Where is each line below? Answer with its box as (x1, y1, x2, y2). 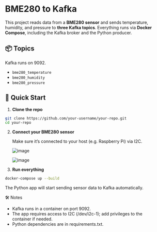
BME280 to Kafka (5, 3, 77, 15)
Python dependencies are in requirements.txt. (12, 221, 104, 227)
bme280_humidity (12, 75, 45, 80)
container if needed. (12, 216, 53, 222)
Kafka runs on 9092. (5, 60, 46, 66)
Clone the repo (12, 106, 43, 112)
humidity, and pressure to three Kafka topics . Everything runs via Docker (5, 24, 152, 30)
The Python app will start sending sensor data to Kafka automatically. (5, 185, 144, 191)
